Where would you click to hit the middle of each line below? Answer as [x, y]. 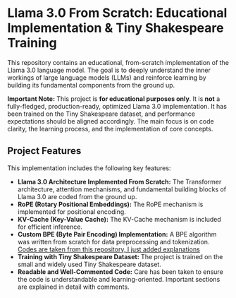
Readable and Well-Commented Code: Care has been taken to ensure [120, 272]
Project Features [44, 151]
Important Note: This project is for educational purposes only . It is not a [114, 99]
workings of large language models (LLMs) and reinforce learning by [107, 77]
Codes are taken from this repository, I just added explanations [109, 249]
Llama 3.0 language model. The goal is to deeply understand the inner [109, 70]
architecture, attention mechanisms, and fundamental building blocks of [122, 189]
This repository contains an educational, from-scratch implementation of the [118, 62]
